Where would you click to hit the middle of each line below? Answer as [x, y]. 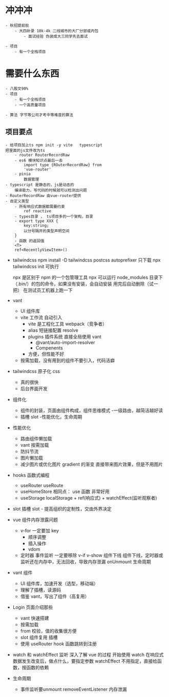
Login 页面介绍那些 [33, 607]
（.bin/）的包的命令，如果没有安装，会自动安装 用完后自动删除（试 [83, 284]
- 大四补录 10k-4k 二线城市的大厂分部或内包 [57, 31]
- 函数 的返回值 [29, 241]
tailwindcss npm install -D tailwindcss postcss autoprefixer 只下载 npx [87, 260]
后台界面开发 [34, 388]
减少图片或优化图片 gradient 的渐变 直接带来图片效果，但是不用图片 [92, 464]
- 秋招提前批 [17, 25]
